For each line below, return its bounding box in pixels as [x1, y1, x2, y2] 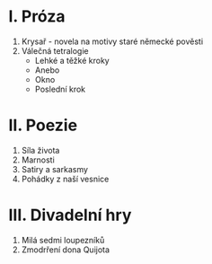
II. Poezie [8, 115, 78, 136]
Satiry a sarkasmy [21, 163, 89, 174]
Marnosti [21, 154, 55, 165]
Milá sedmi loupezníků [21, 234, 105, 245]
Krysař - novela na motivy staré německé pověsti [21, 36, 204, 47]
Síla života [21, 145, 60, 155]
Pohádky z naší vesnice [21, 173, 110, 184]
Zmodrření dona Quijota [21, 244, 110, 255]
